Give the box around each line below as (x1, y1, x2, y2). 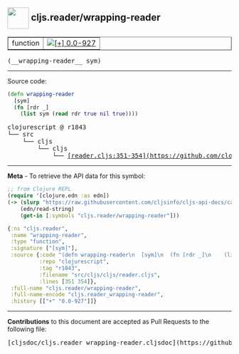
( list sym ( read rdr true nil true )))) (20, 110, 139, 118)
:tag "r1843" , (38, 264, 81, 271)
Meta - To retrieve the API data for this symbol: (7, 172, 146, 180)
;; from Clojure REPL (7, 186, 72, 193)
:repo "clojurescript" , (38, 258, 110, 266)
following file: (7, 325, 47, 333)
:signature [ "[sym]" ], (10, 245, 78, 252)
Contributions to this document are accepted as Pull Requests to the (7, 318, 210, 326)
